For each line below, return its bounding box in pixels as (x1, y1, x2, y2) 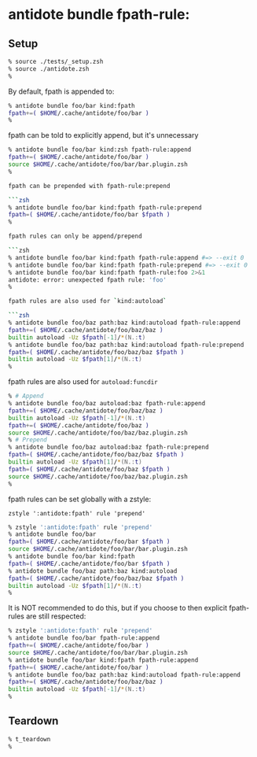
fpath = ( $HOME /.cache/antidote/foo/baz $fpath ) (8, 465, 171, 473)
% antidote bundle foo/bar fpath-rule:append (8, 634, 160, 642)
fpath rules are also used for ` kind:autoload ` (8, 297, 167, 305)
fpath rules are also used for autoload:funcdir (8, 377, 159, 386)
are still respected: (26, 611, 86, 621)
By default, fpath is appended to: (8, 87, 115, 96)
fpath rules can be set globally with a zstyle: (8, 494, 152, 504)
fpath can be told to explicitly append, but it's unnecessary (8, 131, 199, 140)
